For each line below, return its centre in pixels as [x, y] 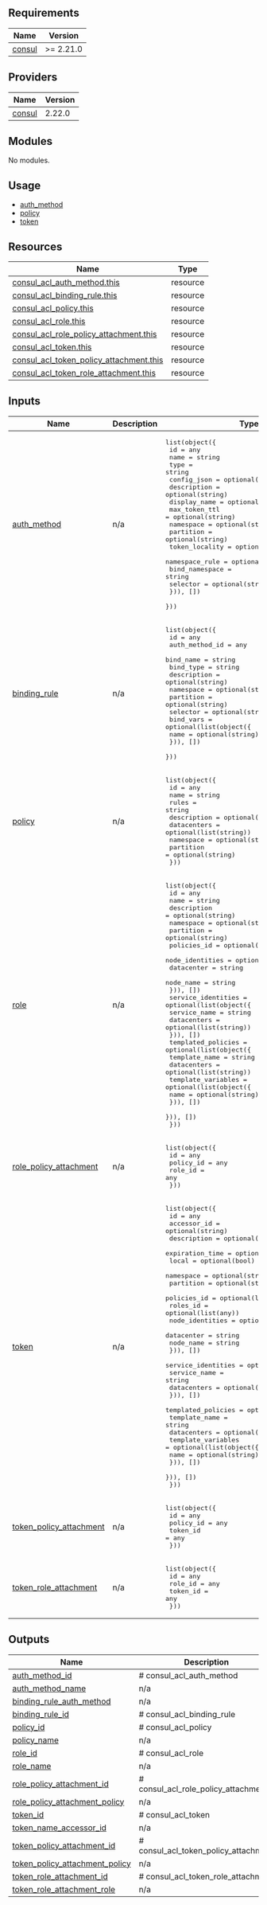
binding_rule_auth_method [62, 1701]
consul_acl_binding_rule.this [65, 295]
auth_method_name [49, 1688]
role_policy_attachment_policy [68, 1802]
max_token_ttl [195, 509]
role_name [32, 1766]
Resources [35, 246]
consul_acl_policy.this [53, 308]
